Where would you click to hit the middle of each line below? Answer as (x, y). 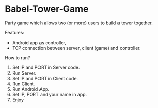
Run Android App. (30, 89)
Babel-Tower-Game (47, 9)
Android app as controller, (39, 42)
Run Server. (24, 73)
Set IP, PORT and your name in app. (49, 94)
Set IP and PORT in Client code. (45, 78)
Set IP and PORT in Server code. (46, 67)
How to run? (17, 58)
